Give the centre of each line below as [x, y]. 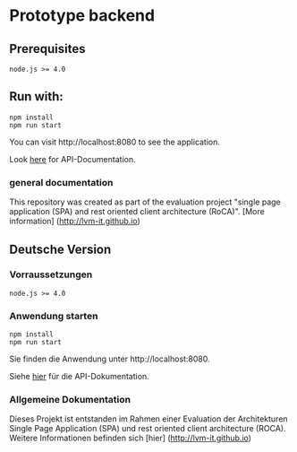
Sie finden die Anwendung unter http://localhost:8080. [110, 359]
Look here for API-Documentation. [72, 159]
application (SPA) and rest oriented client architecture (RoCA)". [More [137, 212]
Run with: [37, 96]
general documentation [61, 182]
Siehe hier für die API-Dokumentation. [79, 377]
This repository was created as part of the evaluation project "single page [145, 202]
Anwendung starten [54, 316]
